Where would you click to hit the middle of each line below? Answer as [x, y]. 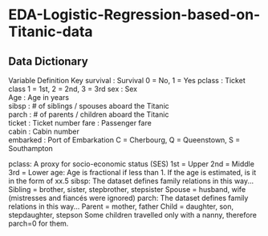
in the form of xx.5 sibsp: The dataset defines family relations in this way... [131, 181]
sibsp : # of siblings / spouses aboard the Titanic [89, 106]
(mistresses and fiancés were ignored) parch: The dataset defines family [128, 198]
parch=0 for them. [39, 223]
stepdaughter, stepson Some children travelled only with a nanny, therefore [132, 215]
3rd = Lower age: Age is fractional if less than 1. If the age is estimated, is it [132, 172]
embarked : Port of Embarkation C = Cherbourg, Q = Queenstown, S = [124, 140]
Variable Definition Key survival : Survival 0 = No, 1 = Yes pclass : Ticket [127, 80]
